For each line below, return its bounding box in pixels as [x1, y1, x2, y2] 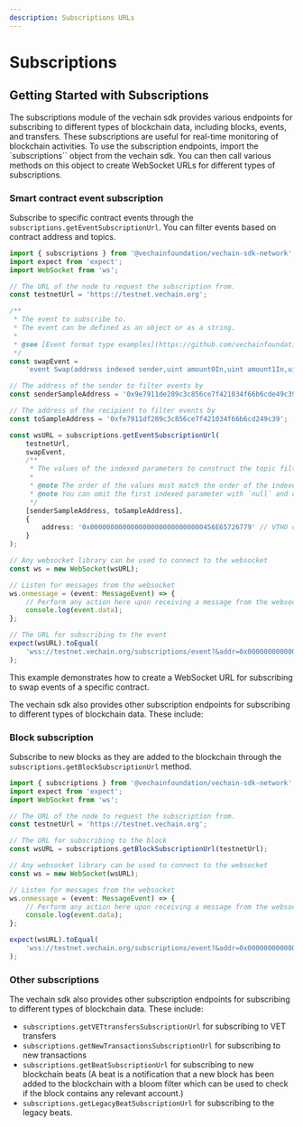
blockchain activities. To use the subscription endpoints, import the [9, 141, 259, 151]
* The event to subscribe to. [13, 315, 127, 325]
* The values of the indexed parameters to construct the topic [29, 464, 277, 473]
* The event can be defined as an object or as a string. [13, 324, 236, 333]
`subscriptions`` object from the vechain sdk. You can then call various [9, 150, 272, 160]
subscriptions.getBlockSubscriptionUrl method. [9, 761, 192, 772]
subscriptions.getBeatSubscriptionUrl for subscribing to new [22, 1059, 254, 1070]
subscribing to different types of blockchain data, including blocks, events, [9, 121, 287, 132]
